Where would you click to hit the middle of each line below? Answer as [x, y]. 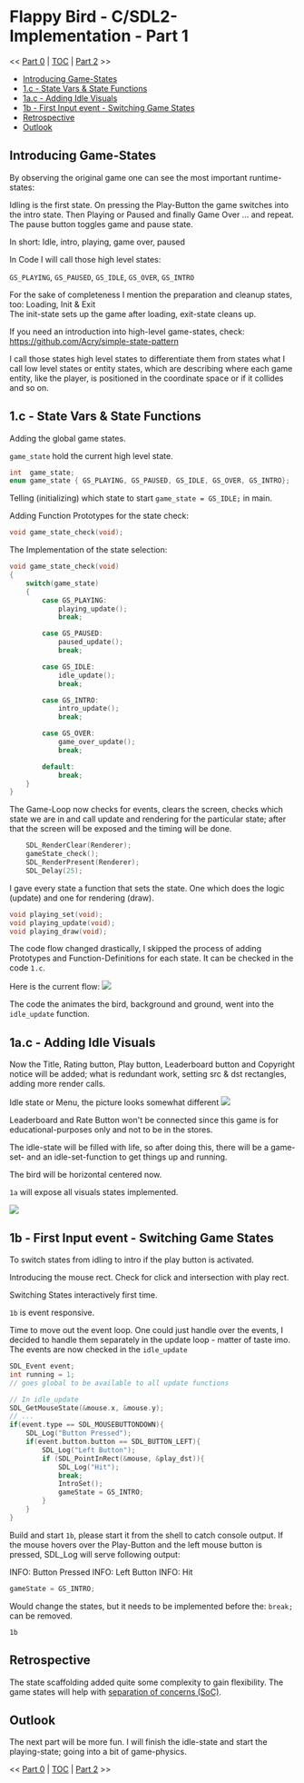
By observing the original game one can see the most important [128, 177]
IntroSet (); [80, 1484]
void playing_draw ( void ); [58, 931]
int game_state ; [42, 473]
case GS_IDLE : [69, 667]
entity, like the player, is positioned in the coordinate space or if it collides [147, 378]
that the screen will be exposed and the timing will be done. [121, 829]
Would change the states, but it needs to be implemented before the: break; [151, 1606]
